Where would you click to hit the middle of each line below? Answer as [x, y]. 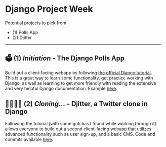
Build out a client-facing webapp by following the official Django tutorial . [79, 73]
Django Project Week [49, 9]
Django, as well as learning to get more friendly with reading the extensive [81, 83]
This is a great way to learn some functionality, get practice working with [79, 78]
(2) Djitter [22, 37]
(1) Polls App [25, 32]
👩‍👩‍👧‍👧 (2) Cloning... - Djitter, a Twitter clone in [77, 104]
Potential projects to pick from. [36, 23]
